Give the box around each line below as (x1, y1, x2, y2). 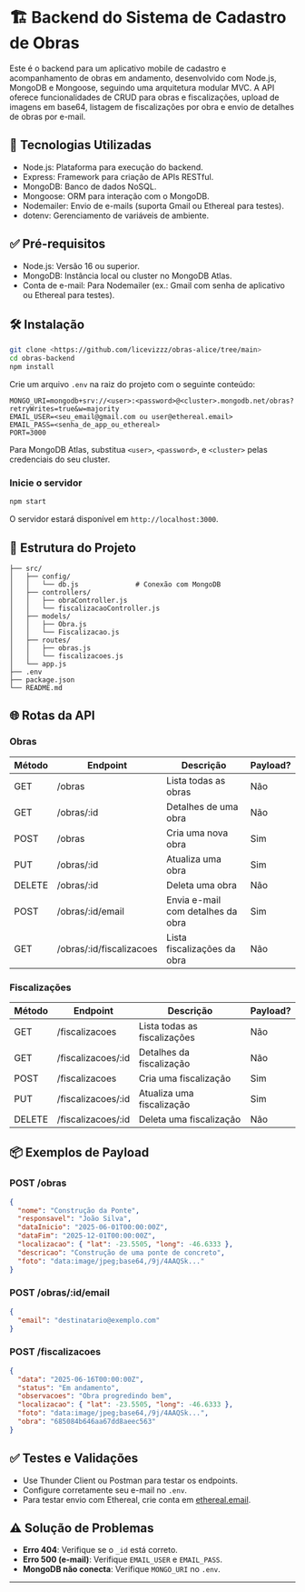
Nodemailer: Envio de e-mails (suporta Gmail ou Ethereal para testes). (22, 200, 284, 211)
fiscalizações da (166, 942, 236, 955)
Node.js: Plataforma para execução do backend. (22, 161, 204, 173)
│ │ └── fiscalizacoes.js (9, 651, 124, 660)
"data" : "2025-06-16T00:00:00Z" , (17, 1375, 144, 1384)
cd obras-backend (9, 354, 75, 364)
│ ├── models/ (9, 611, 71, 621)
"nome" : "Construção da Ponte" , (17, 1206, 141, 1215)
